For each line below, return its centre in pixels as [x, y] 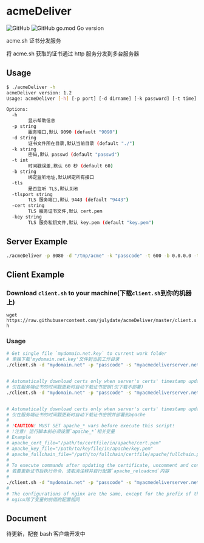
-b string [24, 172]
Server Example [37, 242]
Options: [17, 110]
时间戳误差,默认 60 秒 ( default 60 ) [71, 166]
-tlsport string [32, 194]
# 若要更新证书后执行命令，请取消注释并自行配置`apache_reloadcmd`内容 [88, 471]
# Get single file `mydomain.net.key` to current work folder [87, 354]
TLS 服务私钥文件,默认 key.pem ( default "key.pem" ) [91, 222]
